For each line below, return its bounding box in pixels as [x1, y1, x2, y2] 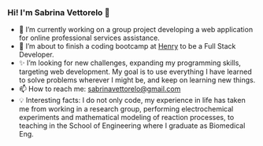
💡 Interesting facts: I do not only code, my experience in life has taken [18, 96, 246, 105]
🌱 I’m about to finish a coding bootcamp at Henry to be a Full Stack [18, 42, 236, 51]
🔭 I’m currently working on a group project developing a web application [18, 25, 254, 35]
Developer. [18, 50, 54, 60]
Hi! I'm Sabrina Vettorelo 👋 [7, 7, 110, 18]
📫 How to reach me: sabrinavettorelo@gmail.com [18, 84, 181, 93]
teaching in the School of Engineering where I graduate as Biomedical [18, 121, 246, 130]
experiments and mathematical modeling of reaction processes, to [18, 113, 235, 122]
